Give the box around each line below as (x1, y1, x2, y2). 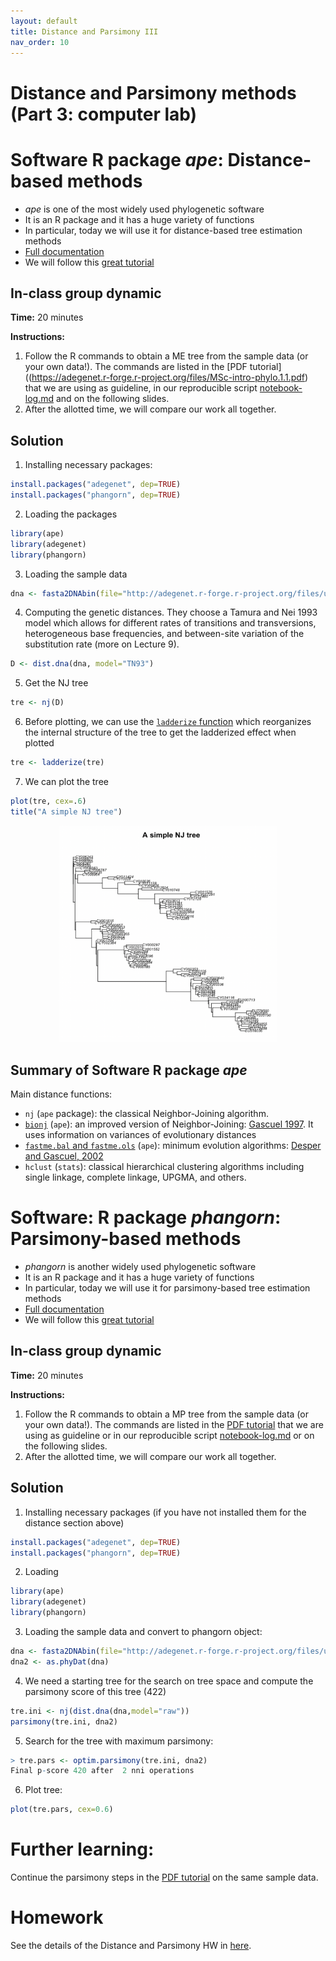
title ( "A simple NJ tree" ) (10, 806, 123, 817)
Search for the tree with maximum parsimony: (24, 1735, 214, 1747)
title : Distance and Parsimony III (10, 26, 159, 37)
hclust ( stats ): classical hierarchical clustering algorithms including (24, 1161, 305, 1173)
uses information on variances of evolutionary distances (24, 1129, 257, 1141)
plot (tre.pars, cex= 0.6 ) (10, 1805, 114, 1815)
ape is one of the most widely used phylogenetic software (24, 203, 265, 215)
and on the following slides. (55, 393, 170, 405)
